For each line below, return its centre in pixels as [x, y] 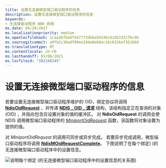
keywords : [15, 19]
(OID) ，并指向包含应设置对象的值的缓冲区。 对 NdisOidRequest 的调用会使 [83, 114]
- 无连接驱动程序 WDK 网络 [30, 24]
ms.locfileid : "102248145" [33, 61]
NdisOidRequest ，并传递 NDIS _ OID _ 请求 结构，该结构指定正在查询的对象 [83, 108]
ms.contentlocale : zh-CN [31, 51]
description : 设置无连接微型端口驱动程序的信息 [49, 14]
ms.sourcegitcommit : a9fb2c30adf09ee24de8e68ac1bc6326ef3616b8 [72, 42]
